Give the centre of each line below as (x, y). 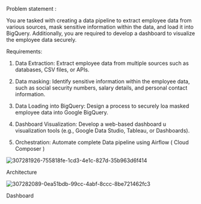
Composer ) (30, 149)
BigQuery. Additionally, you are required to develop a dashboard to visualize (101, 33)
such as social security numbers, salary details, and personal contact (101, 88)
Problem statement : (31, 9)
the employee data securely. (41, 40)
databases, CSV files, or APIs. (52, 70)
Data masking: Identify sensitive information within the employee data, (102, 81)
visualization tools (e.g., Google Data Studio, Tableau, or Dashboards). (102, 130)
